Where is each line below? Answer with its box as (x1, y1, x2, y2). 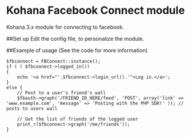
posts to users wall (6, 106, 58, 112)
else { (6, 85, 23, 91)
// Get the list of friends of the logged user (17, 116, 138, 122)
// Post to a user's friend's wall (17, 89, 106, 96)
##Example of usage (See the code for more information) (6, 46, 148, 54)
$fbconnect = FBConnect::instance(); (6, 58, 101, 64)
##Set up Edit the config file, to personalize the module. (6, 35, 145, 42)
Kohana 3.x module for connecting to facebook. (6, 23, 124, 31)
